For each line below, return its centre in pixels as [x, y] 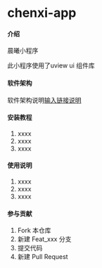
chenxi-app [42, 13]
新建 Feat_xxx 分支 [44, 239]
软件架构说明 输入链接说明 [44, 100]
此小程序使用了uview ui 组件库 [51, 65]
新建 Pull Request [43, 257]
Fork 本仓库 [34, 231]
